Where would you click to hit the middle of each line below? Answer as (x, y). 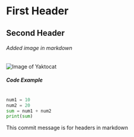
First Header (37, 11)
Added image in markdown (39, 48)
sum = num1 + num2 (29, 111)
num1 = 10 (18, 99)
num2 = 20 (18, 105)
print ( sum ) (20, 116)
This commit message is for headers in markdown (67, 128)
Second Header (36, 33)
